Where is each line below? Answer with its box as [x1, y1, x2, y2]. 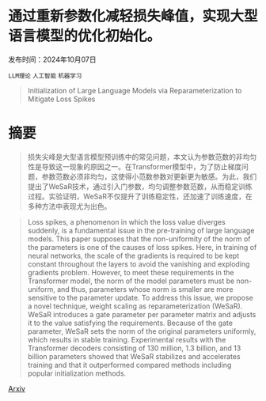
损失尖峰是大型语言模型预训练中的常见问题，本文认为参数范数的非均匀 [27, 152, 257, 161]
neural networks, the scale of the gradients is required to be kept [27, 251, 240, 260]
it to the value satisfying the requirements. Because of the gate [27, 318, 234, 327]
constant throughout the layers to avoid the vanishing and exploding [27, 259, 250, 269]
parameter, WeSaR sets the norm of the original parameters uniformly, [27, 326, 256, 336]
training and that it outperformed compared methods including [27, 360, 232, 369]
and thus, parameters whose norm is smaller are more [56, 284, 234, 293]
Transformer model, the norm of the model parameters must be [27, 276, 235, 286]
